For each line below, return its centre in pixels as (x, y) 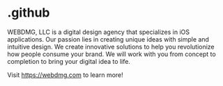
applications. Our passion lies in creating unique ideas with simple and (108, 39)
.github (29, 13)
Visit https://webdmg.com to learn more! (65, 75)
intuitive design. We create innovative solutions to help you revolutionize (111, 46)
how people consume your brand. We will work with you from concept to (111, 54)
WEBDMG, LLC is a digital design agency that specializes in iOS (99, 32)
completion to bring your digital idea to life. (69, 61)
